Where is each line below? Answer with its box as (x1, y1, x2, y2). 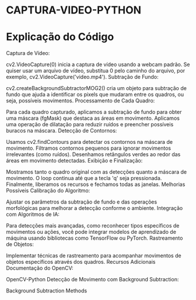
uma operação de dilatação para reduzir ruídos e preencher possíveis (6, 121, 174, 128)
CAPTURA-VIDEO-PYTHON (6, 4, 142, 17)
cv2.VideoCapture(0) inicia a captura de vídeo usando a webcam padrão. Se (6, 61, 190, 68)
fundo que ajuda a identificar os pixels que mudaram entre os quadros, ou (6, 91, 184, 98)
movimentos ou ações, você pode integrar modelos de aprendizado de (6, 229, 177, 236)
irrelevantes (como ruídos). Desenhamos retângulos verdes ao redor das (6, 151, 181, 158)
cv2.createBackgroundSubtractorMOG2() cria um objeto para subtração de (6, 85, 187, 92)
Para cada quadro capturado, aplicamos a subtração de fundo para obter (6, 109, 182, 116)
